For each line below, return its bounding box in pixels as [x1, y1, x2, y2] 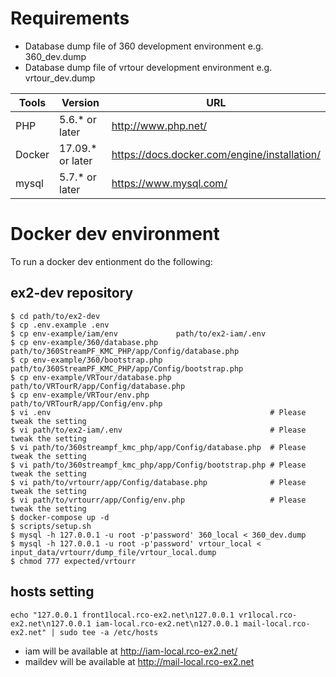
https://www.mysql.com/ [111, 176, 228, 190]
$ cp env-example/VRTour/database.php [10, 372, 172, 382]
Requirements [10, 7, 130, 30]
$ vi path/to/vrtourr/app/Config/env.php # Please [10, 495, 307, 505]
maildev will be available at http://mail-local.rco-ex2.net [24, 655, 255, 667]
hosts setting [10, 583, 95, 601]
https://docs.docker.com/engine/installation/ [111, 147, 321, 161]
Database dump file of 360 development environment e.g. [24, 40, 264, 52]
